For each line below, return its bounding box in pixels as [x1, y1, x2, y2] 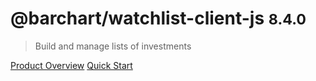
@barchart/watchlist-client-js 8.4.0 [10, 7, 307, 30]
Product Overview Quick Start [10, 59, 133, 71]
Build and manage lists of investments [34, 40, 192, 52]
